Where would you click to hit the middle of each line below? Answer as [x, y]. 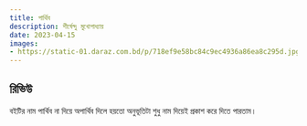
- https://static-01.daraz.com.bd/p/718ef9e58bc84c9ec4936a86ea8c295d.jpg [155, 52]
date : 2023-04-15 [42, 35]
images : [24, 43]
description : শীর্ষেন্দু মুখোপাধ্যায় [57, 26]
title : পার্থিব [30, 18]
